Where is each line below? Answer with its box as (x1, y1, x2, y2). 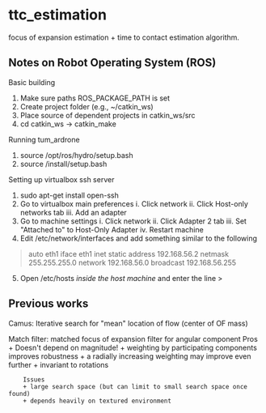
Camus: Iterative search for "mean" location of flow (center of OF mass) (8, 318, 248, 328)
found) (8, 390, 31, 398)
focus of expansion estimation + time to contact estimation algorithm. (8, 32, 240, 42)
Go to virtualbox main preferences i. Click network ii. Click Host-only (19, 198, 249, 208)
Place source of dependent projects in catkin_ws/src (19, 110, 196, 120)
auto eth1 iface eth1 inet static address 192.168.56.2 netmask (27, 249, 229, 258)
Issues (23, 375, 45, 384)
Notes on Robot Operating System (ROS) (8, 56, 217, 70)
